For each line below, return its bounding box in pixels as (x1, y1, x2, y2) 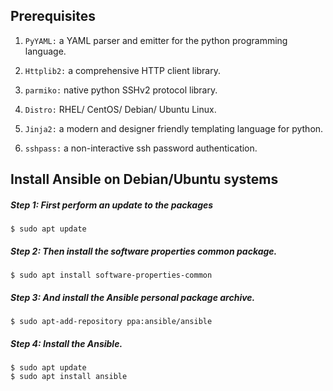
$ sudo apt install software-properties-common (10, 270, 213, 281)
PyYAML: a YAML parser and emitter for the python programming (24, 34, 288, 46)
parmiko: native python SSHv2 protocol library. (24, 84, 218, 96)
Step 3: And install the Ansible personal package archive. (10, 291, 256, 303)
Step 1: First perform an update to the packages (10, 199, 214, 211)
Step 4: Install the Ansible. (10, 337, 123, 349)
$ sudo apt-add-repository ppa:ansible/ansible (10, 317, 213, 327)
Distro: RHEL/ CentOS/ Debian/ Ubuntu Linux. (24, 103, 217, 115)
